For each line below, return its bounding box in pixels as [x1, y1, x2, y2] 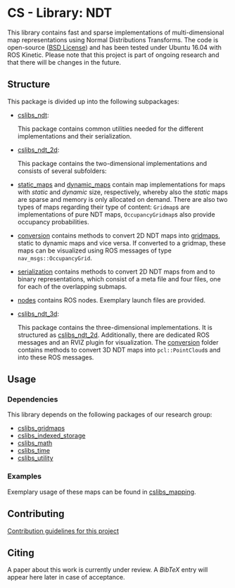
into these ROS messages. [17, 353, 94, 362]
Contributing [7, 508, 65, 520]
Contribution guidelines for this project [7, 526, 120, 535]
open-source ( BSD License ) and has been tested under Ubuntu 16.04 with [7, 43, 222, 51]
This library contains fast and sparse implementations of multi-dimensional [7, 28, 224, 37]
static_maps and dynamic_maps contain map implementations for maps [17, 180, 226, 188]
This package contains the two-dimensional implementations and [17, 159, 208, 167]
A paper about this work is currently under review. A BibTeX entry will [7, 565, 208, 574]
